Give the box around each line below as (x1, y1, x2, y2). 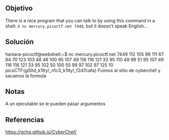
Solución (5, 38, 34, 46)
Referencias (5, 115, 45, 124)
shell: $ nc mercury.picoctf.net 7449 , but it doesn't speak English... (5, 23, 148, 29)
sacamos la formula (5, 73, 47, 79)
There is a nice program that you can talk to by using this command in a (5, 17, 155, 23)
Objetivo (5, 4, 33, 13)
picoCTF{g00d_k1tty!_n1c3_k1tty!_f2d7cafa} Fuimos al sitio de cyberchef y (5, 67, 161, 73)
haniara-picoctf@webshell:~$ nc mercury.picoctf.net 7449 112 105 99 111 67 (5, 51, 164, 57)
